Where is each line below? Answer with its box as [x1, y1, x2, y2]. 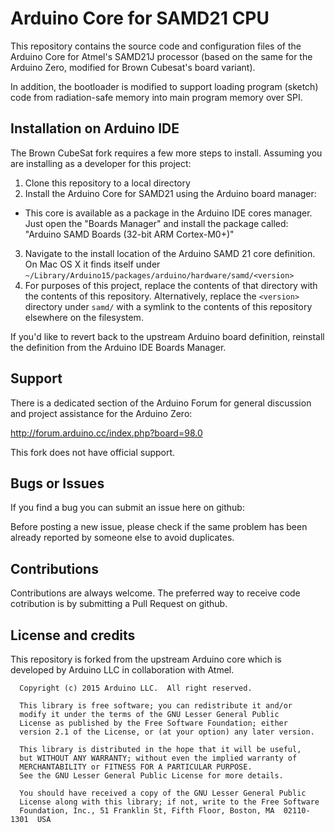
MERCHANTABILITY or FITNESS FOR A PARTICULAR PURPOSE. [19, 762, 253, 772]
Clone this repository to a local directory [24, 177, 191, 189]
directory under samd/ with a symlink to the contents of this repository [24, 300, 313, 312]
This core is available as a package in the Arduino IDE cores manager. [24, 207, 313, 219]
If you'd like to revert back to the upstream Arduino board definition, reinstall [10, 330, 325, 342]
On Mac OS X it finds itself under [24, 258, 161, 270]
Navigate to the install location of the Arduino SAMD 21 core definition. [24, 247, 316, 259]
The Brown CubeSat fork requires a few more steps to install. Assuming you [10, 147, 323, 159]
